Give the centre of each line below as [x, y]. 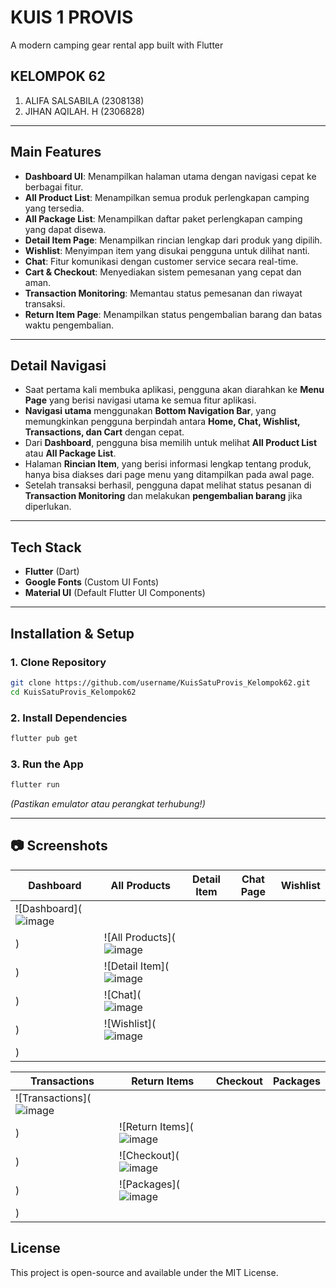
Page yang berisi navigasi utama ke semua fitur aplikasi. [140, 400]
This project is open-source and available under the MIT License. [144, 1272]
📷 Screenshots [59, 846]
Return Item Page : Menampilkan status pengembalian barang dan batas [173, 314]
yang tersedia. [54, 208]
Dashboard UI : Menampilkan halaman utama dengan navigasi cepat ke [170, 176]
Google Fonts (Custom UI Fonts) [92, 582]
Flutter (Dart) [52, 572]
